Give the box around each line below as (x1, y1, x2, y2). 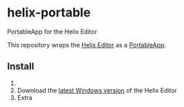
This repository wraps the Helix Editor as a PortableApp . (7, 40, 167, 49)
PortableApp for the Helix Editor (7, 27, 98, 36)
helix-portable (7, 5, 91, 21)
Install (7, 60, 34, 73)
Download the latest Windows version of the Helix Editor (17, 86, 178, 94)
